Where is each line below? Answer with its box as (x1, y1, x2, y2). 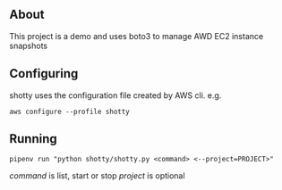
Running (9, 131, 58, 146)
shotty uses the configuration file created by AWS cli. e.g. (9, 89, 222, 101)
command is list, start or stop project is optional (9, 170, 185, 181)
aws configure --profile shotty (9, 107, 130, 116)
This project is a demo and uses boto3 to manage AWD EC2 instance (9, 30, 264, 41)
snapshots (9, 40, 47, 51)
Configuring (9, 66, 79, 81)
